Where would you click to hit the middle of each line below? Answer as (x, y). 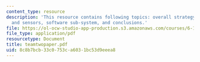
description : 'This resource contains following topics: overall (89, 17)
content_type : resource (36, 12)
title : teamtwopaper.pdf (37, 45)
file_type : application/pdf (41, 34)
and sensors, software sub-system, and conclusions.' (79, 22)
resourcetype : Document (36, 39)
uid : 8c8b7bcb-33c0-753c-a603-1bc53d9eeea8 (61, 50)
